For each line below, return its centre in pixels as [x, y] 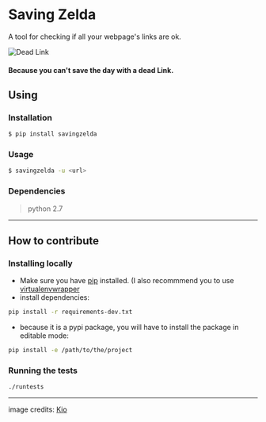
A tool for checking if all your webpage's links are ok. [95, 36]
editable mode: [44, 336]
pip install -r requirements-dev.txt [70, 312]
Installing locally [40, 263]
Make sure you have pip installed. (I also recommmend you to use [127, 281]
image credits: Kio [38, 409]
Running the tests [43, 370]
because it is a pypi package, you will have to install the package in [129, 328]
